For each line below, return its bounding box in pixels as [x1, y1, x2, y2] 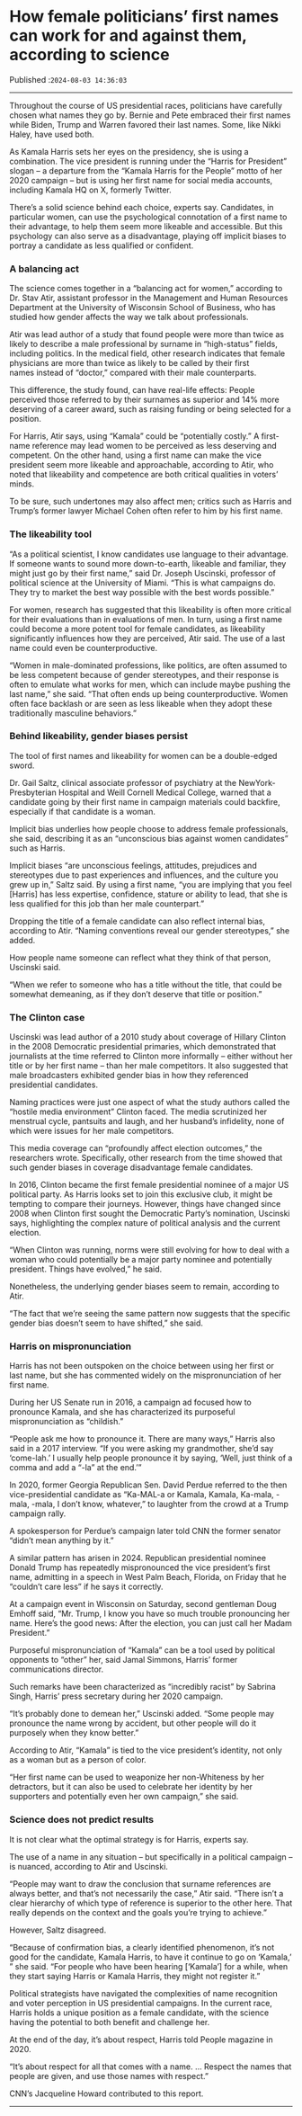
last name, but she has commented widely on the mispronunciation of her [9, 1370, 282, 1381]
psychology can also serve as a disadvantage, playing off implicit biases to [9, 230, 287, 241]
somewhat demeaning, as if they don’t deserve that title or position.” [9, 988, 262, 999]
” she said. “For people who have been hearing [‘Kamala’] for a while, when [9, 1960, 289, 1971]
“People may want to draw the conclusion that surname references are [9, 1878, 271, 1889]
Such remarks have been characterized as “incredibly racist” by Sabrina [9, 1682, 276, 1692]
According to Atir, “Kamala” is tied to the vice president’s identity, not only [9, 1745, 283, 1755]
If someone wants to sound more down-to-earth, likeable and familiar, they [9, 558, 287, 568]
